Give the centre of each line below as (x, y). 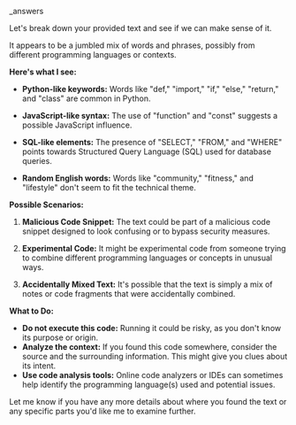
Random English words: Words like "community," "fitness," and (137, 178)
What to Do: (32, 311)
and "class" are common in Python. (86, 98)
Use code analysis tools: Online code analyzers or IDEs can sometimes (152, 375)
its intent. (39, 366)
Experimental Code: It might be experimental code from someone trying (154, 248)
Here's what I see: (43, 72)
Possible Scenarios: (46, 205)
